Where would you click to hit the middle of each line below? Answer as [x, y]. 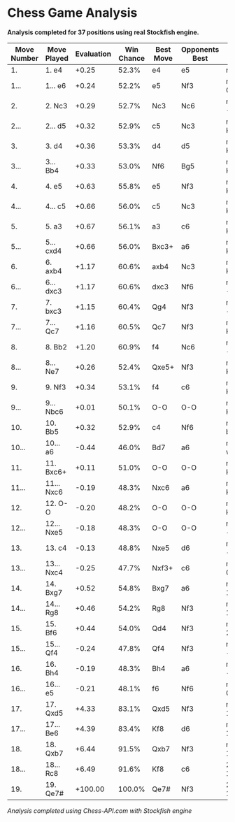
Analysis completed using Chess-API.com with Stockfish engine [100, 810]
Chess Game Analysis [72, 13]
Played [57, 58]
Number [24, 58]
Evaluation [93, 54]
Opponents [200, 49]
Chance [132, 58]
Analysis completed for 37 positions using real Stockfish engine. [103, 32]
